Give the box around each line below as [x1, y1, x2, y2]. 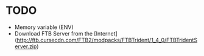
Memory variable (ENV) [14, 23, 74, 31]
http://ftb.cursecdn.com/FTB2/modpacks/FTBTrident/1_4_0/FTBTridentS [16, 36, 198, 43]
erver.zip [14, 43, 37, 50]
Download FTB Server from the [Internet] [14, 30, 118, 37]
